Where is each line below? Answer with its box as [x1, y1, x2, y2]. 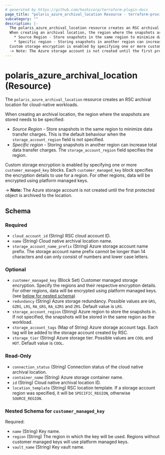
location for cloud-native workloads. [5, 102, 79, 108]
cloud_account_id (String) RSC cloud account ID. [12, 233, 110, 239]
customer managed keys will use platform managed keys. [12, 439, 129, 445]
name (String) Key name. [12, 428, 60, 434]
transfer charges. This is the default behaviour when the [12, 131, 126, 137]
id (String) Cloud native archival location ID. [12, 379, 101, 385]
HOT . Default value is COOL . [12, 340, 64, 346]
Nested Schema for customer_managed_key [5, 408, 105, 415]
